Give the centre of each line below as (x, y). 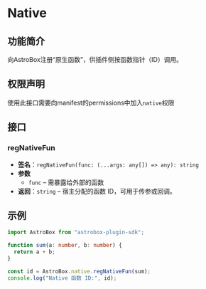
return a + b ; (34, 252)
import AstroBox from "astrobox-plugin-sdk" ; (76, 233)
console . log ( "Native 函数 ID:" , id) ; (62, 278)
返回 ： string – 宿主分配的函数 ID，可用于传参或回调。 (97, 191)
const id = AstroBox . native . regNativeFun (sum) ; (79, 271)
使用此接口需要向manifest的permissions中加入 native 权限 (91, 103)
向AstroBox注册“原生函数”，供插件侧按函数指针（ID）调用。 (95, 59)
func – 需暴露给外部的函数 (66, 182)
